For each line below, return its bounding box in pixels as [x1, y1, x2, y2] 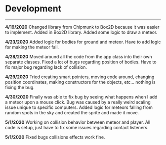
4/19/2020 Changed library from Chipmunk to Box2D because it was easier [5, 24, 160, 30]
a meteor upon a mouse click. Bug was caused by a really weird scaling [5, 99, 151, 105]
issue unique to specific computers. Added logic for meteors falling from [5, 104, 153, 110]
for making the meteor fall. [5, 44, 59, 50]
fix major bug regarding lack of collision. [5, 64, 87, 70]
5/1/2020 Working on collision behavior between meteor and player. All [5, 119, 151, 125]
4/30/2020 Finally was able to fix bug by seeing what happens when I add [5, 94, 158, 99]
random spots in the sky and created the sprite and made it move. [5, 109, 139, 115]
